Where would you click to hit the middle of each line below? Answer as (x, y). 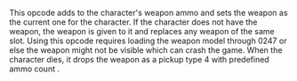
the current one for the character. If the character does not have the (133, 22)
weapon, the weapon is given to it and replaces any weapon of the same (142, 31)
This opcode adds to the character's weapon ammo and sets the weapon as (148, 13)
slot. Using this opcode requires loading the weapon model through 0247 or (148, 40)
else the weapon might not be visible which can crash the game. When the (146, 50)
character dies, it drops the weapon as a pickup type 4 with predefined (139, 59)
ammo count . (35, 69)
